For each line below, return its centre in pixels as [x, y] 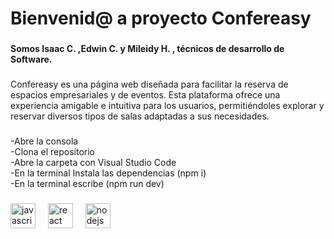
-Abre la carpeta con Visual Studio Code [93, 162]
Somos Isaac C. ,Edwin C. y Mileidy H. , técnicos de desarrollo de [147, 49]
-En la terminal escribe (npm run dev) [87, 183]
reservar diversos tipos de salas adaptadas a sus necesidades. [140, 116]
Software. [31, 59]
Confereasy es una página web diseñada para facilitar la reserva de [149, 84]
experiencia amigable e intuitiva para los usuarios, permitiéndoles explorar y [167, 106]
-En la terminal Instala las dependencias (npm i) [108, 173]
